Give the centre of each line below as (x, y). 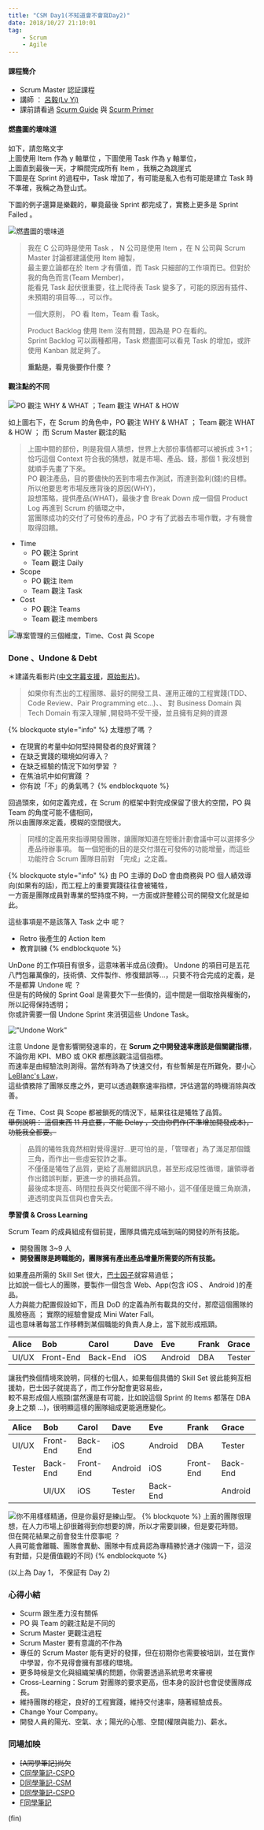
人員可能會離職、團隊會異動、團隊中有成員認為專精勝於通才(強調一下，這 (126, 1546)
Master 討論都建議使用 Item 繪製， (83, 258)
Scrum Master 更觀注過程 (60, 1633)
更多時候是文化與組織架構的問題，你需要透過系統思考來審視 (116, 1672)
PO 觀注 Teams (56, 608)
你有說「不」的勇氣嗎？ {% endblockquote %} (94, 786)
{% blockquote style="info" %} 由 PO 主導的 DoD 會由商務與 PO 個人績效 (126, 876)
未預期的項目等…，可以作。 (71, 297)
